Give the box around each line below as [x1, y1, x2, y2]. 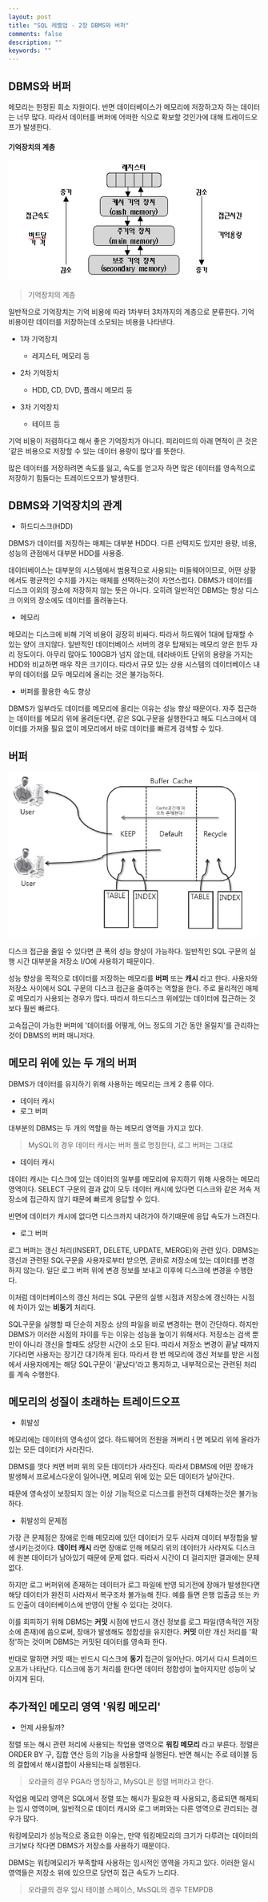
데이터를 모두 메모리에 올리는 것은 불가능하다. [22, 670, 165, 679]
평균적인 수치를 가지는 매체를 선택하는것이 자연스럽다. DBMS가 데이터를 [29, 575, 254, 585]
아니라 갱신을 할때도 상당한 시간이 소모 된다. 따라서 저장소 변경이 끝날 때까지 [22, 1339, 260, 1349]
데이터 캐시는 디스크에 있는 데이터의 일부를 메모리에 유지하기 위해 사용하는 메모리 [8, 1174, 261, 1183]
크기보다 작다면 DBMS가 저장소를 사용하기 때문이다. [8, 1841, 170, 1851]
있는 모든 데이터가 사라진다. [8, 1445, 94, 1454]
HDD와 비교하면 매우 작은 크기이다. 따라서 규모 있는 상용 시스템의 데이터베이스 [8, 659, 252, 669]
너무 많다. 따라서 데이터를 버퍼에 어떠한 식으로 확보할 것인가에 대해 [16, 112, 224, 122]
